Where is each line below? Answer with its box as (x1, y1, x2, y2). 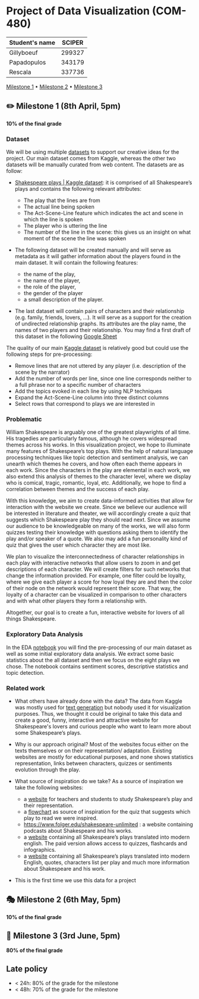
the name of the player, (23, 277, 81, 284)
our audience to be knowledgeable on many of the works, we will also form (6, 523, 190, 530)
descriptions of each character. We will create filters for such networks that (6, 566, 191, 573)
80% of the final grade (6, 947, 64, 954)
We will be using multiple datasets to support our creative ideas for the (6, 148, 179, 156)
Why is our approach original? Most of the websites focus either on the (14, 740, 189, 747)
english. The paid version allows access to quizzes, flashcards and (23, 839, 188, 847)
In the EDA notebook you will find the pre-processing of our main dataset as (6, 644, 192, 651)
